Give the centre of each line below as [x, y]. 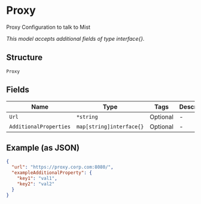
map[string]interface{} [110, 126]
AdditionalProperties [40, 126]
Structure [25, 58]
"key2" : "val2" [36, 184]
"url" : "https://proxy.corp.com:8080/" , [63, 167]
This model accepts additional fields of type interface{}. [75, 38]
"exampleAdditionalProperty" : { [52, 173]
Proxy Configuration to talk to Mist [48, 27]
